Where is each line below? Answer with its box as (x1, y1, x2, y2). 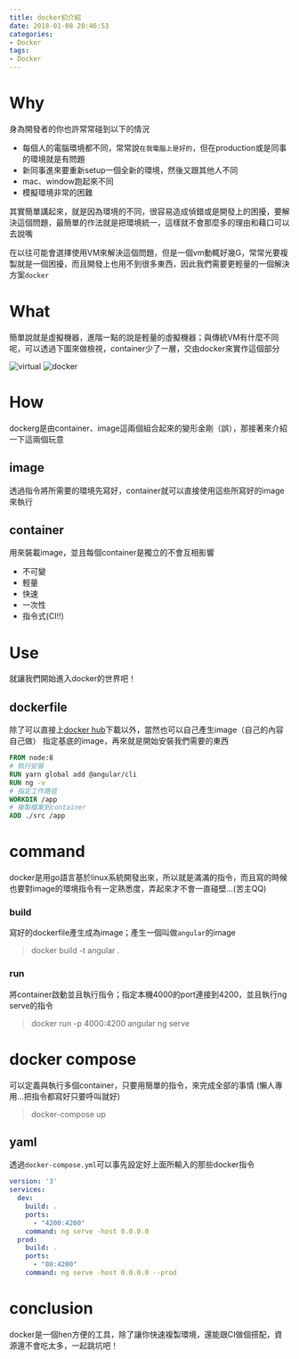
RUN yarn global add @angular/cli (9, 770, 138, 778)
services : (9, 1185, 46, 1195)
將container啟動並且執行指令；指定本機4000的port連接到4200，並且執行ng (9, 989, 287, 1000)
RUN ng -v (9, 778, 46, 787)
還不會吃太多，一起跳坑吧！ (16, 1339, 118, 1351)
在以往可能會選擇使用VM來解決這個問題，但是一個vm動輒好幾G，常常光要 (9, 247, 280, 258)
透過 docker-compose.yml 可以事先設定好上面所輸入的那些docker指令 (9, 1159, 255, 1170)
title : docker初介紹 (9, 12, 82, 22)
